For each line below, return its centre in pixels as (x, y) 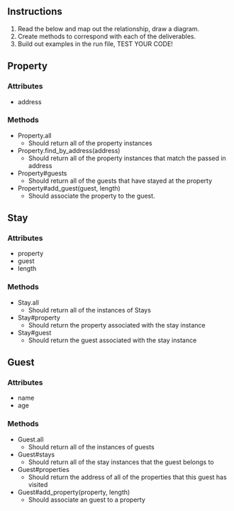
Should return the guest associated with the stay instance (112, 340)
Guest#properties (43, 469)
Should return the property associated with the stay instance (117, 325)
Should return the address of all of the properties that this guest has (127, 477)
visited (38, 484)
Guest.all (30, 439)
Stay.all (28, 302)
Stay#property (39, 318)
